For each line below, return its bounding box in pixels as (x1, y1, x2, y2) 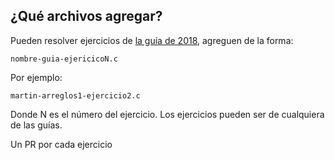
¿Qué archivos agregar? (10, 8, 163, 25)
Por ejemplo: (10, 71, 63, 83)
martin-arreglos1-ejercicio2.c (10, 90, 141, 101)
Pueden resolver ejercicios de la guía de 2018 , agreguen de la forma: (10, 34, 294, 46)
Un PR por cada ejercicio (10, 138, 113, 150)
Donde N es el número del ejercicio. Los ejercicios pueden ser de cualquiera (10, 108, 325, 120)
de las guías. (10, 119, 63, 131)
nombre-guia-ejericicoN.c (10, 54, 118, 64)
